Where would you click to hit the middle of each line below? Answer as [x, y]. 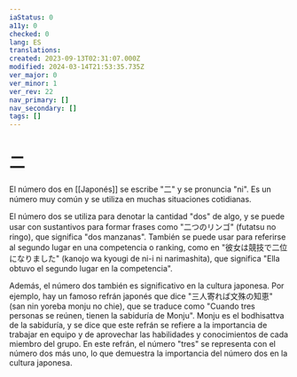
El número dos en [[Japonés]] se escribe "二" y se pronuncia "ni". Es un [141, 189]
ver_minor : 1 [33, 83]
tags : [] [25, 116]
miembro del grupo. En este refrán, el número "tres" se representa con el [143, 344]
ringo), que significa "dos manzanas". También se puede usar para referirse [148, 237]
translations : [35, 51]
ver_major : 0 [33, 75]
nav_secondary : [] [43, 108]
